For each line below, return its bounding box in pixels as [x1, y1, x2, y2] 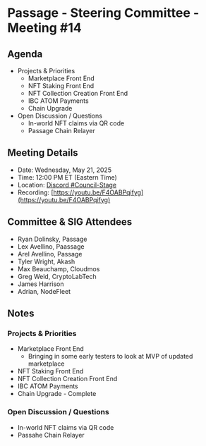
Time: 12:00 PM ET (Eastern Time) [17, 173, 118, 181]
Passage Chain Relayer [28, 127, 95, 135]
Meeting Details [7, 147, 79, 159]
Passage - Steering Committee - [7, 5, 200, 21]
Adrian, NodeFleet [17, 287, 71, 295]
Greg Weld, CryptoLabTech [17, 272, 97, 280]
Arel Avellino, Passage [17, 249, 83, 258]
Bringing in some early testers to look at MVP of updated [28, 352, 193, 361]
